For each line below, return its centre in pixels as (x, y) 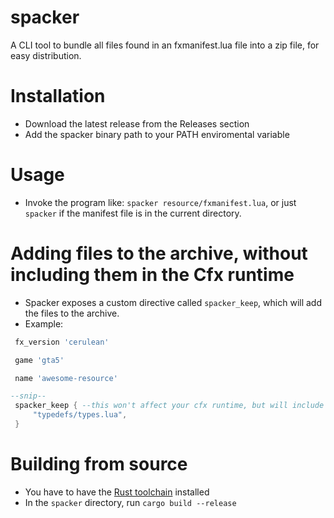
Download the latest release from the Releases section (137, 123)
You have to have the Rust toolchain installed (117, 492)
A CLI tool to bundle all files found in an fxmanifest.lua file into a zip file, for (165, 45)
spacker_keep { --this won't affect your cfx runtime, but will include (169, 406)
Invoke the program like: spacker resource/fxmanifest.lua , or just (160, 202)
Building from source (99, 464)
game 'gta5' (39, 360)
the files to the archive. (72, 313)
